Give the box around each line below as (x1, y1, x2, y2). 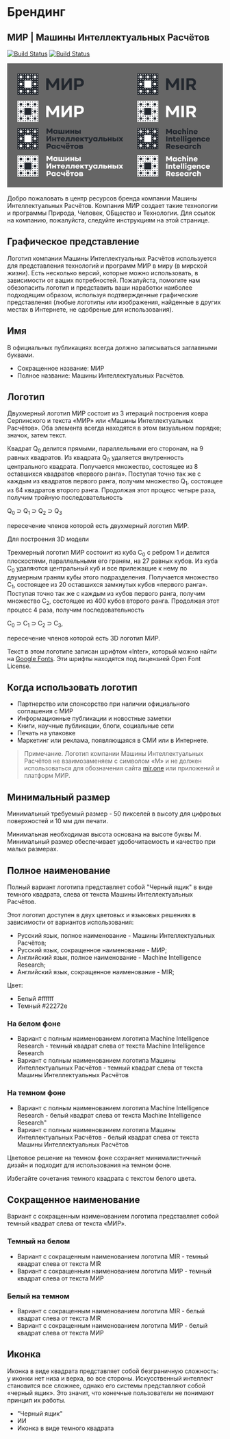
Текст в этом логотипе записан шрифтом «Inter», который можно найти (7, 647, 217, 656)
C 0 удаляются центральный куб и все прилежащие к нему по (7, 564, 188, 574)
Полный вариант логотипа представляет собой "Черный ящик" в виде (7, 883, 214, 891)
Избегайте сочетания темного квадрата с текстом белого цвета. (7, 1174, 196, 1182)
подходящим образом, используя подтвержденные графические (7, 290, 199, 299)
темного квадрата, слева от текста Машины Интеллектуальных (7, 890, 194, 898)
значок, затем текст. (7, 431, 67, 439)
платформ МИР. (23, 772, 71, 780)
